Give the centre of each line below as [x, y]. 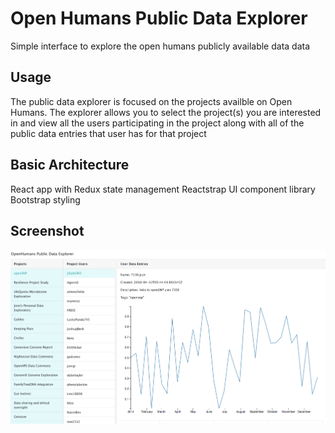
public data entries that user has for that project [108, 133]
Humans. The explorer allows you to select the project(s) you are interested [166, 112]
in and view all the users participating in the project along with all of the [157, 123]
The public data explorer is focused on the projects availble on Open [151, 101]
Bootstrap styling [45, 199]
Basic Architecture [70, 165]
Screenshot [47, 230]
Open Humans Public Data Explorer [159, 18]
